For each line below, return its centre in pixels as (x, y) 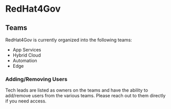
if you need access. (26, 101)
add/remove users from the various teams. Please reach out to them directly (86, 96)
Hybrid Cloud (27, 55)
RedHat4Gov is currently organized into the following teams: (69, 40)
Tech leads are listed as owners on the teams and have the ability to (77, 90)
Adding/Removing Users (36, 79)
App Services (27, 50)
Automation (25, 61)
